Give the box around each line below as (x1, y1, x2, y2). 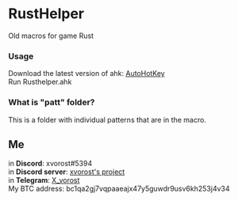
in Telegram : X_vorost (8, 176, 80, 185)
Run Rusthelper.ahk (8, 77, 72, 87)
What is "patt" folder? (8, 97, 95, 108)
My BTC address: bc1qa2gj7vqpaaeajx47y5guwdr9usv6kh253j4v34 (8, 184, 230, 194)
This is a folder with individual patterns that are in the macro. (8, 115, 206, 124)
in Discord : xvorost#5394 (8, 159, 93, 169)
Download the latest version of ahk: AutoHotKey (8, 69, 165, 78)
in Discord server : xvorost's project (8, 167, 125, 176)
